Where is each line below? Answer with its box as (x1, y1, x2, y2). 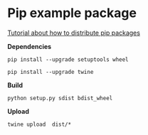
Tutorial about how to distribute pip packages (7, 28, 141, 37)
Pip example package (7, 5, 137, 21)
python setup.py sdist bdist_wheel (7, 94, 113, 102)
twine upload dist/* (7, 121, 72, 128)
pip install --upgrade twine (7, 68, 94, 75)
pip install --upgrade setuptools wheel (7, 55, 129, 63)
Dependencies (7, 42, 52, 50)
